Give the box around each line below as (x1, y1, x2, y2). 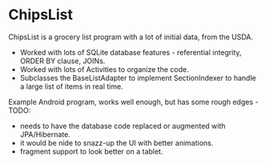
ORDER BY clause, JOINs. (19, 56, 106, 66)
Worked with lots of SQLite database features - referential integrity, (19, 47, 242, 57)
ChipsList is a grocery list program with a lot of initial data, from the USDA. (8, 32, 254, 42)
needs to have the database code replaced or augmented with (19, 121, 226, 130)
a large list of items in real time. (19, 82, 123, 91)
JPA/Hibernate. (19, 130, 71, 139)
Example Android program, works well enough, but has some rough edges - (8, 97, 259, 106)
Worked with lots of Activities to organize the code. (19, 64, 189, 74)
